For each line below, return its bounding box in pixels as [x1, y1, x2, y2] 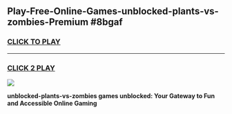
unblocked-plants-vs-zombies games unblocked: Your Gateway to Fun [7, 91, 215, 99]
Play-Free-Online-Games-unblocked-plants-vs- [7, 6, 219, 17]
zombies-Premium [7, 17, 88, 28]
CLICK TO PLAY [7, 37, 61, 47]
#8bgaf [90, 17, 123, 28]
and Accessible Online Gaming [7, 99, 97, 107]
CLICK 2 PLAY [7, 63, 55, 73]
